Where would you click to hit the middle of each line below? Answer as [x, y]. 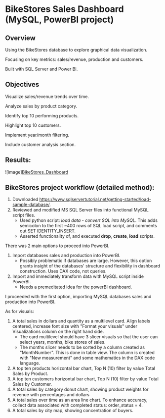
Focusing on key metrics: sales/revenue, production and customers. [74, 59]
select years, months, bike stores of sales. [62, 342]
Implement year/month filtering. [37, 135]
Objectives [22, 84]
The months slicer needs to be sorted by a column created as [82, 347]
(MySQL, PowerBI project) [60, 20]
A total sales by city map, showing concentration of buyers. [73, 411]
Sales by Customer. [32, 384]
